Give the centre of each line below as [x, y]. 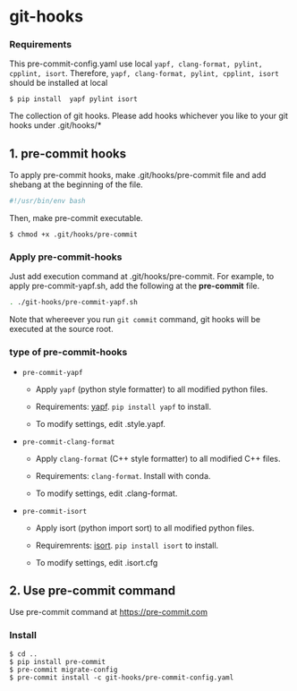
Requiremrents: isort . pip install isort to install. [127, 545]
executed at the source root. [61, 329]
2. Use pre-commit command [93, 591]
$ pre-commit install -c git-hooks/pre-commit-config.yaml [122, 678]
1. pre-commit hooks [68, 154]
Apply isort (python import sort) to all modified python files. [145, 528]
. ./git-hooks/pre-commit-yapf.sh [74, 303]
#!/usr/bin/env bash [48, 201]
